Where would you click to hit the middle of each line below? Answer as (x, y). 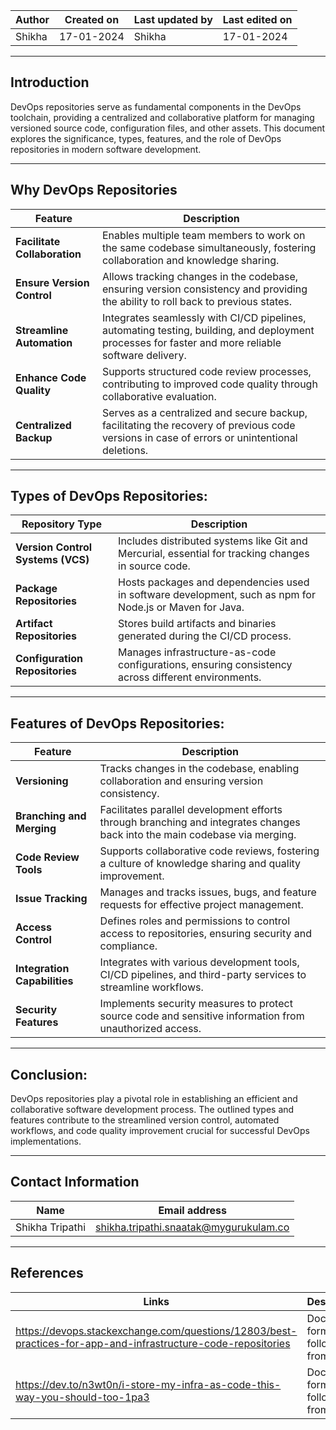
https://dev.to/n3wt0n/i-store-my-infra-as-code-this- (148, 1384)
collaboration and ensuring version (181, 781)
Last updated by (173, 19)
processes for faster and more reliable (191, 342)
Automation (44, 342)
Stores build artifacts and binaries (197, 624)
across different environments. (190, 677)
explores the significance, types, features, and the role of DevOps (146, 138)
